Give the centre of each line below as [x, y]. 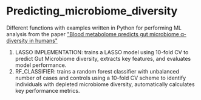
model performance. [41, 65]
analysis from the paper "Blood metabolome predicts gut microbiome [93, 34]
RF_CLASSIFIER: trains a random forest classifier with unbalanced [97, 71]
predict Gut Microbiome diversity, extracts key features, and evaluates [103, 58]
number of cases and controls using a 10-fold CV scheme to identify [101, 78]
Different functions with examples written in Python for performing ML [94, 28]
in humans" [43, 40]
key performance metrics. [47, 90]
